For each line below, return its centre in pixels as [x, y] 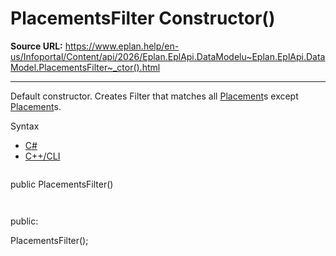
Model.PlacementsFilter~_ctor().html [85, 67]
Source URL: [36, 46]
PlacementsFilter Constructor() [143, 18]
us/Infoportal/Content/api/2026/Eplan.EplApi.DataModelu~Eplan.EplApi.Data [168, 56]
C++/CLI [42, 156]
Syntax [25, 126]
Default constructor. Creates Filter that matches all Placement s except [154, 96]
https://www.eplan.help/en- [122, 46]
